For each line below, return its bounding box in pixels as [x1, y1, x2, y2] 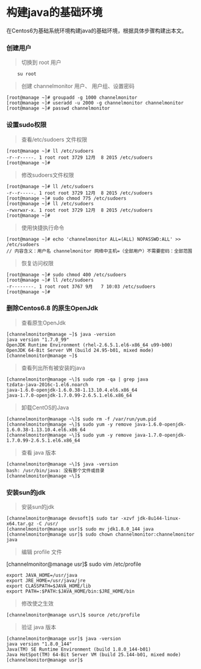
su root [17, 71, 37, 77]
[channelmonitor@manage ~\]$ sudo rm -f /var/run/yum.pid [6, 416, 157, 422]
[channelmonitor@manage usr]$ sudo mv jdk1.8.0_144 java [6, 526, 154, 532]
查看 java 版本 [21, 448, 57, 456]
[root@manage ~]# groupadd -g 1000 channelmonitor [6, 95, 138, 101]
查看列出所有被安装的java [21, 364, 85, 371]
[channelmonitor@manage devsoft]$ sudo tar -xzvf [6, 516, 135, 522]
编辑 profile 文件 [21, 548, 62, 556]
